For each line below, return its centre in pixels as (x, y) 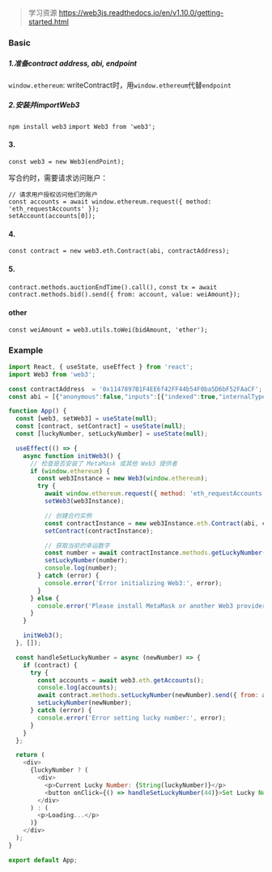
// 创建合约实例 (68, 515)
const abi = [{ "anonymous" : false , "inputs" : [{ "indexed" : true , (114, 396)
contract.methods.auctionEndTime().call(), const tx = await (113, 288)
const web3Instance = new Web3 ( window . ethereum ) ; (123, 479)
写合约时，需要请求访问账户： (58, 178)
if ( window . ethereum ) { (70, 471)
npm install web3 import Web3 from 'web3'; (82, 126)
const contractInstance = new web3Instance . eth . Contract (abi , (151, 523)
